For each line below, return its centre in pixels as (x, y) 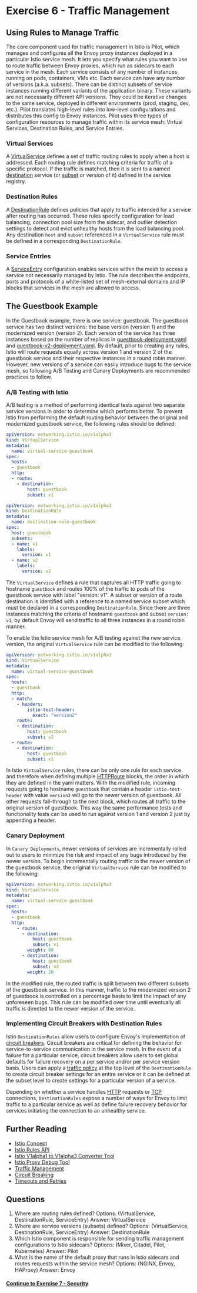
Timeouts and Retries (40, 1181)
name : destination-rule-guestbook (54, 522)
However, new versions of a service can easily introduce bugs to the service (98, 364)
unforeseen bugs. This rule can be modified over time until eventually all (94, 1002)
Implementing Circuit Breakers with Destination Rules (84, 1024)
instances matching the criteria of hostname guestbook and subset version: (98, 614)
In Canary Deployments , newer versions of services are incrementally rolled (96, 848)
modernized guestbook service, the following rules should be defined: (91, 424)
